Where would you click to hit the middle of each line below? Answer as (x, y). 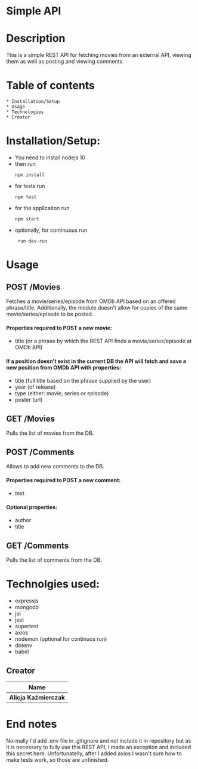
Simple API (34, 11)
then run (25, 164)
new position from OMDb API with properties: (64, 367)
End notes (32, 724)
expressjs (27, 601)
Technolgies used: (53, 584)
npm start (27, 219)
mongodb (27, 607)
